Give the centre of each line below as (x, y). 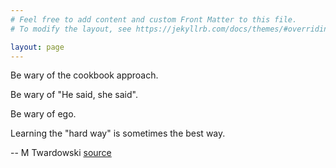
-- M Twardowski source (61, 153)
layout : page (37, 47)
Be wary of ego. (43, 114)
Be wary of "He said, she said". (74, 95)
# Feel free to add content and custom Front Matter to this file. (154, 19)
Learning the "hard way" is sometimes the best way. (118, 133)
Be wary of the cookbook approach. (84, 75)
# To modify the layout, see (71, 29)
